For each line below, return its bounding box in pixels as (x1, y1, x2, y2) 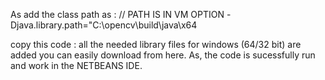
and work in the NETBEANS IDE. (10, 60, 143, 71)
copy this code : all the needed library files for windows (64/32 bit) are (10, 39, 302, 50)
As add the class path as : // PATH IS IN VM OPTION (10, 9, 225, 20)
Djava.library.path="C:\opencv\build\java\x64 (10, 19, 198, 31)
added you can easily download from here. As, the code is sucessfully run (10, 49, 316, 61)
